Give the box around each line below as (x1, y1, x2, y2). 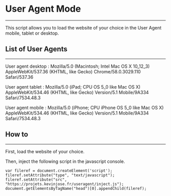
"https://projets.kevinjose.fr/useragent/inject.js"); (5, 181, 124, 186)
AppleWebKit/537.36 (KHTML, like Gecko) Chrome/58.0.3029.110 (5, 68, 141, 74)
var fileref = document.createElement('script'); (5, 168, 113, 173)
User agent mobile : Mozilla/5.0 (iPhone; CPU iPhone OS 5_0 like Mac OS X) (5, 104, 164, 110)
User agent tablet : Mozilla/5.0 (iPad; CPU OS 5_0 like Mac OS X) (5, 83, 141, 90)
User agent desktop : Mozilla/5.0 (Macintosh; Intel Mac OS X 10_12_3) (5, 63, 150, 69)
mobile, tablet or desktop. (5, 30, 60, 36)
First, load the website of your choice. (5, 148, 85, 154)
